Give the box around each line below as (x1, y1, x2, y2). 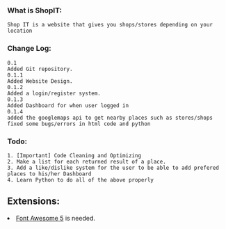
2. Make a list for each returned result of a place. (7, 158, 167, 165)
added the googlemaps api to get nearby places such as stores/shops (7, 114, 213, 121)
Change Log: (7, 44, 52, 54)
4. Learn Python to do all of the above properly (7, 176, 154, 183)
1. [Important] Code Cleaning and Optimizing (7, 152, 141, 159)
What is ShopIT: (7, 6, 63, 15)
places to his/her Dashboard (7, 170, 92, 177)
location (7, 27, 33, 35)
